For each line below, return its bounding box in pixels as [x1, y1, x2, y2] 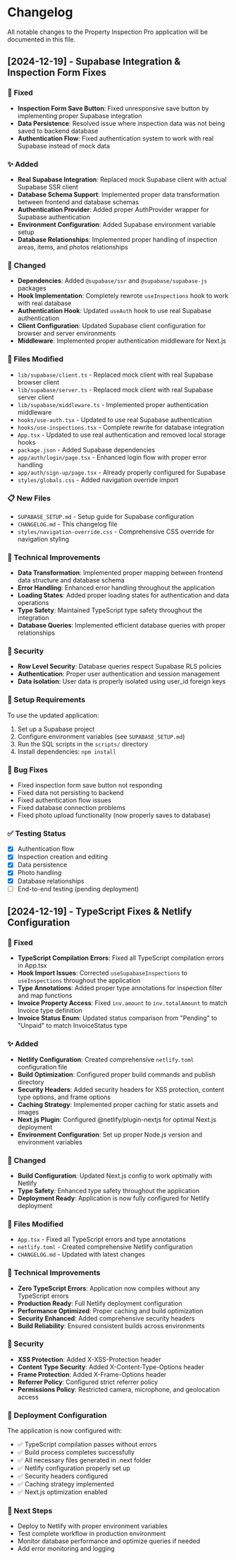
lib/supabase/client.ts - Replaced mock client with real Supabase [17, 370, 213, 379]
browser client [17, 377, 60, 386]
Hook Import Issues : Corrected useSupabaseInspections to [17, 969, 188, 978]
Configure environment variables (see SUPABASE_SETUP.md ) [17, 732, 185, 741]
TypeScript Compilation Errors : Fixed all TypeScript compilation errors [17, 954, 224, 962]
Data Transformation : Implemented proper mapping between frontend [17, 568, 223, 577]
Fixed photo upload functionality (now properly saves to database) [17, 811, 211, 819]
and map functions [17, 991, 73, 1000]
